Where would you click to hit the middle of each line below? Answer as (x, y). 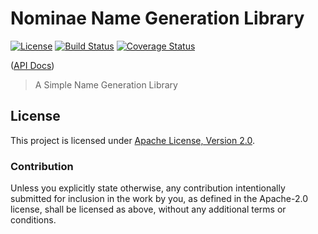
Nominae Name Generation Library (157, 18)
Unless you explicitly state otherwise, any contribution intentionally (148, 188)
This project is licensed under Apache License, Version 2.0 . (132, 140)
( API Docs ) (32, 65)
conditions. (33, 220)
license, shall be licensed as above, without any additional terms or (148, 209)
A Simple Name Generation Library (106, 84)
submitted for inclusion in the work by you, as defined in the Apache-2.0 (159, 199)
